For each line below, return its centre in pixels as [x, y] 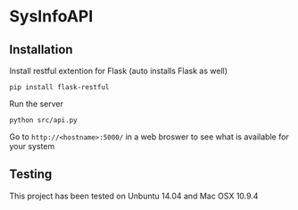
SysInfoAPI [51, 17]
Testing [31, 175]
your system [32, 146]
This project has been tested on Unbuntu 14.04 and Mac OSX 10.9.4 [134, 196]
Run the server [37, 104]
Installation [41, 50]
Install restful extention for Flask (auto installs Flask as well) [119, 71]
